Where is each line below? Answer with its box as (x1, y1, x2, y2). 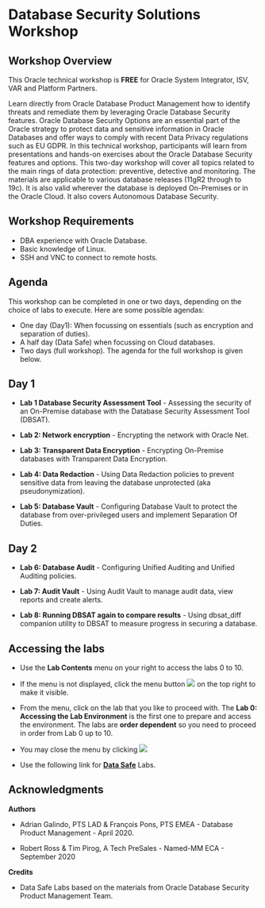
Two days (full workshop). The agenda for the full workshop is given (19, 345, 244, 355)
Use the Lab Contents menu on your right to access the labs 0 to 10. (19, 663, 244, 672)
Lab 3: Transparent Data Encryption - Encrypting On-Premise (19, 446, 224, 456)
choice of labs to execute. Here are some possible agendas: (8, 305, 205, 314)
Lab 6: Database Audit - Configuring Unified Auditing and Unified (19, 563, 236, 572)
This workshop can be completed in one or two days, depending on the (8, 296, 242, 306)
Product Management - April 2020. (19, 828, 135, 837)
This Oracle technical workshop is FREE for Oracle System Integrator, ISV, (8, 75, 250, 84)
